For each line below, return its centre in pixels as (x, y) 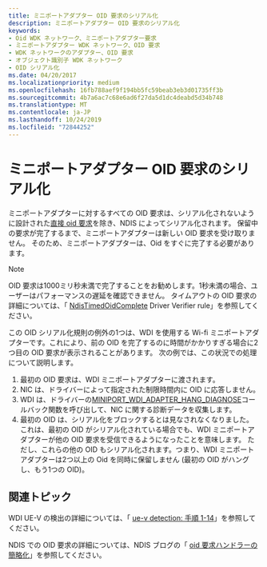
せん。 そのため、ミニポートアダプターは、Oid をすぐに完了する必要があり (132, 243)
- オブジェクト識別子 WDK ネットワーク (66, 61)
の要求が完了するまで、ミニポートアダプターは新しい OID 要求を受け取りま (132, 233)
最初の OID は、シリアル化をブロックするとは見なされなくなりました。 (137, 419)
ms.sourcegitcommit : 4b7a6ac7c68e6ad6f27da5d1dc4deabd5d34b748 (116, 98)
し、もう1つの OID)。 (54, 469)
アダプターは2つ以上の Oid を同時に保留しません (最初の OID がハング (134, 459)
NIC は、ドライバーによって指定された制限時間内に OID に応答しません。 (139, 389)
